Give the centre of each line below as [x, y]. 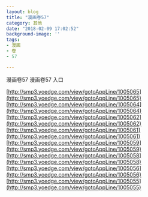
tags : [13, 40]
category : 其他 [24, 23]
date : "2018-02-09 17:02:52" [43, 29]
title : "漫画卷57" [28, 17]
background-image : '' [33, 34]
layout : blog [22, 12]
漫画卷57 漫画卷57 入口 [35, 79]
